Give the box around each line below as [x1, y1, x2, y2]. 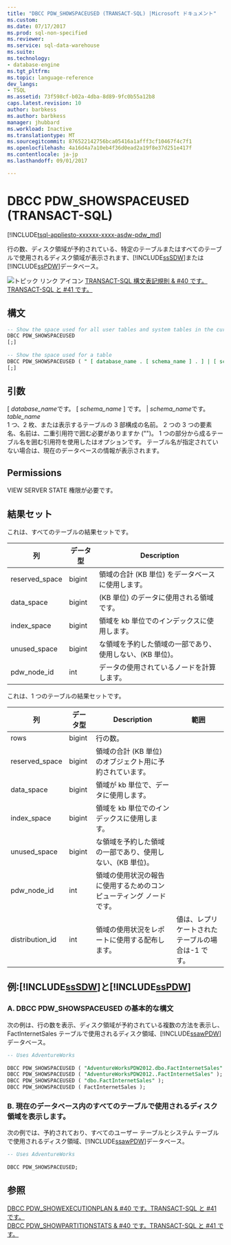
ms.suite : [7, 49, 36, 56]
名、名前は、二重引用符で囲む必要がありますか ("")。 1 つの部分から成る [7, 429, 212, 438]
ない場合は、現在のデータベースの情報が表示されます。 [7, 446, 163, 455]
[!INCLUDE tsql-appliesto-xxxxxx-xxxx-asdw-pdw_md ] [7, 230, 162, 238]
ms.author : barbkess [7, 112, 67, 119]
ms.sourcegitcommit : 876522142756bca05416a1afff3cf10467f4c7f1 [7, 138, 192, 145]
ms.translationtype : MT [7, 132, 76, 138]
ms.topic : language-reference [7, 74, 94, 81]
